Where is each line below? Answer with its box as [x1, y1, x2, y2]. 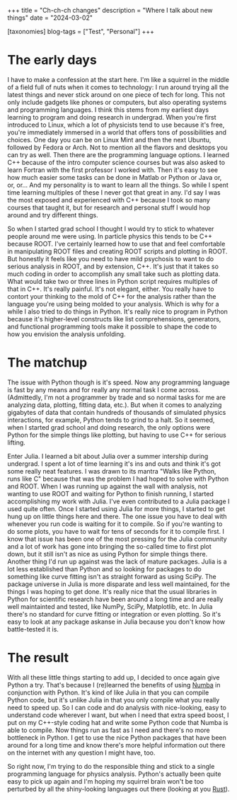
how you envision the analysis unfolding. [7, 329, 126, 338]
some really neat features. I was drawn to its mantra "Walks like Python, [7, 467, 216, 475]
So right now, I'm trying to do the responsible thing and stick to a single [7, 762, 215, 770]
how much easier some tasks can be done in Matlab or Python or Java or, [7, 173, 222, 181]
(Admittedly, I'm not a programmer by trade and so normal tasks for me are [7, 393, 226, 401]
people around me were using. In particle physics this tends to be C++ [7, 232, 212, 240]
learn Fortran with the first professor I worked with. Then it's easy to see [7, 166, 218, 174]
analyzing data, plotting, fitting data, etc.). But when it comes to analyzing [7, 400, 222, 409]
